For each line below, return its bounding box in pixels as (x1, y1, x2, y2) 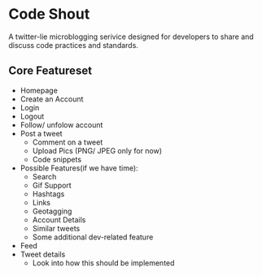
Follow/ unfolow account (20, 119, 103, 130)
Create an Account (20, 94, 84, 104)
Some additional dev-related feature (32, 232, 154, 242)
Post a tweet (20, 128, 63, 138)
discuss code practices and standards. (8, 40, 138, 50)
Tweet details (20, 249, 66, 259)
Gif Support (32, 180, 72, 190)
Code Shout (8, 5, 90, 24)
